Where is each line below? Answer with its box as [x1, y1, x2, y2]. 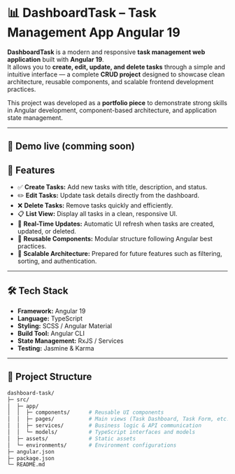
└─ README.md [7, 461, 45, 468]
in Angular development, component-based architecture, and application [7, 106, 217, 114]
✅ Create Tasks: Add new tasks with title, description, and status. [17, 183, 208, 191]
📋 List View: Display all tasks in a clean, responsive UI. [17, 210, 178, 218]
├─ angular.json [7, 448, 55, 455]
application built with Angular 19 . [7, 55, 104, 63]
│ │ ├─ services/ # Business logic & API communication [7, 422, 201, 429]
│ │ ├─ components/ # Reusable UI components [7, 409, 164, 417]
